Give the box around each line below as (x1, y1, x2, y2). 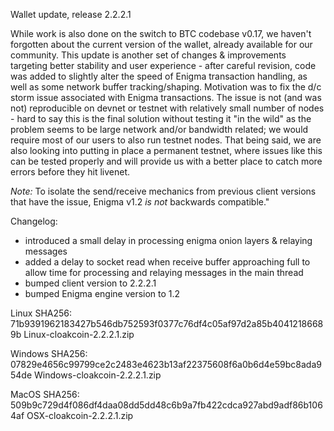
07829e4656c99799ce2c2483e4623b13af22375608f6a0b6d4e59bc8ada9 (10, 359, 322, 370)
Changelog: (10, 215, 58, 227)
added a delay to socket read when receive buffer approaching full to (24, 256, 311, 268)
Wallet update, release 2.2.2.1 (10, 9, 132, 20)
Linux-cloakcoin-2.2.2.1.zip (23, 329, 135, 340)
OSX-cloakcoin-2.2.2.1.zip (26, 410, 134, 421)
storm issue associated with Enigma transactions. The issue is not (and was (10, 92, 322, 103)
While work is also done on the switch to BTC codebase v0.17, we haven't (10, 28, 312, 39)
